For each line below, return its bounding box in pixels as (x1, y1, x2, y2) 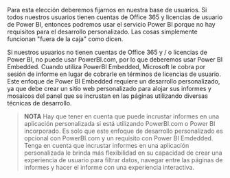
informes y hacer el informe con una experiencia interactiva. (23, 164, 195, 171)
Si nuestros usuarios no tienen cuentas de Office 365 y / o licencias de (7, 48, 207, 56)
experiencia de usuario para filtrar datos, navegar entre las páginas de (23, 156, 223, 164)
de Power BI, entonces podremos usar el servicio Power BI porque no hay (7, 21, 216, 28)
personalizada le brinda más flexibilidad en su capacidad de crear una (23, 149, 222, 157)
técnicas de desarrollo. (7, 99, 72, 107)
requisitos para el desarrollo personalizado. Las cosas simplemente (7, 27, 198, 36)
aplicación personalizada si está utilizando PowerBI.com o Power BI (23, 120, 216, 127)
